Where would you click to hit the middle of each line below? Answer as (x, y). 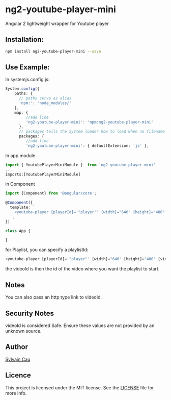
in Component (20, 184)
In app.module (20, 155)
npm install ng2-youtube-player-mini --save (53, 51)
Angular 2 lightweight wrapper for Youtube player (57, 23)
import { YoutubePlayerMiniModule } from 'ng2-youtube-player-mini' (81, 165)
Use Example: (27, 67)
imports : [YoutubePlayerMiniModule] (43, 174)
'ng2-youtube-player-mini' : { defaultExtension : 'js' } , (87, 146)
